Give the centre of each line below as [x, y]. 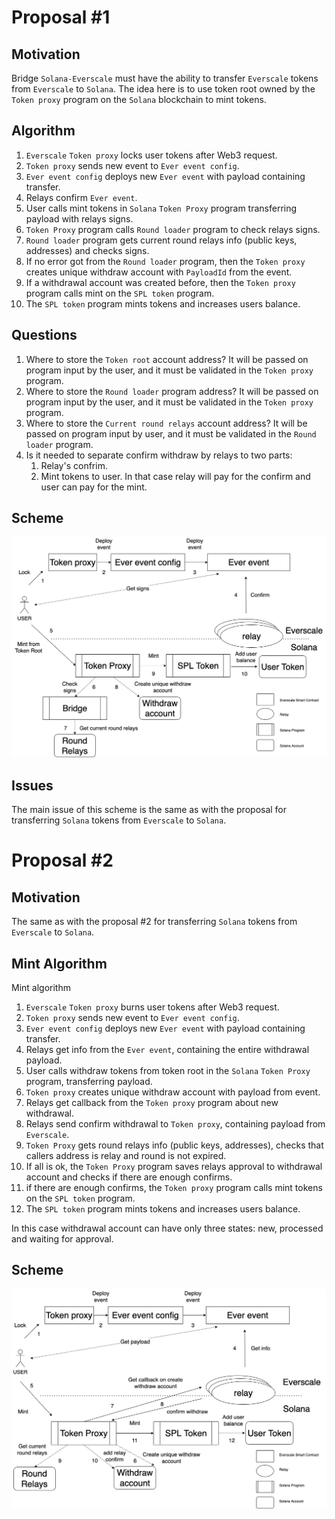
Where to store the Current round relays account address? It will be [166, 423]
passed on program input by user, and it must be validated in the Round [171, 433]
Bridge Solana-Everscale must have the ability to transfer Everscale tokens [165, 78]
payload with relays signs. [79, 218]
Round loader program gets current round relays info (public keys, [161, 240]
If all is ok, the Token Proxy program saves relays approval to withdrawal [174, 1166]
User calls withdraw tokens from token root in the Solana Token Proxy [168, 1070]
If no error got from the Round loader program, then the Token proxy [165, 261]
